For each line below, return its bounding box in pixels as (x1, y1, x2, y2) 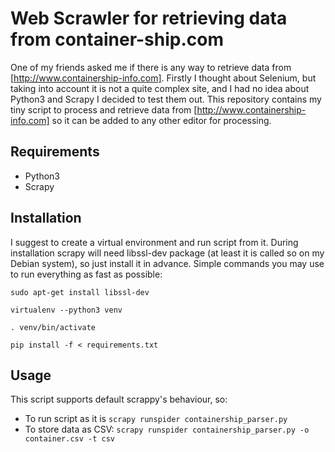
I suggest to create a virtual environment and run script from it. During (10, 236, 299, 248)
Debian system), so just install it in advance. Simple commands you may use (10, 257, 325, 269)
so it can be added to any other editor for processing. (51, 114, 272, 126)
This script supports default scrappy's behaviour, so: (10, 393, 228, 406)
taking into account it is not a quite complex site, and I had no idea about (10, 82, 310, 94)
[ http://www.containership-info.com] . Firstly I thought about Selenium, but (10, 72, 317, 84)
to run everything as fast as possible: (10, 268, 163, 280)
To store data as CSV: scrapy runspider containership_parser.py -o (24, 423, 310, 436)
